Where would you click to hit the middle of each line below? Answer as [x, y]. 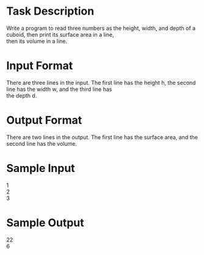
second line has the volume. [42, 143]
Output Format [44, 120]
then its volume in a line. [37, 41]
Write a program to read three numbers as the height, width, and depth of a [101, 28]
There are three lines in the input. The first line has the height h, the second [101, 82]
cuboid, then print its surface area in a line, [60, 34]
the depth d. [22, 95]
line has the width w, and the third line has [59, 89]
